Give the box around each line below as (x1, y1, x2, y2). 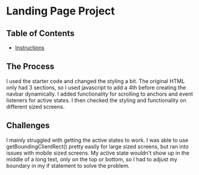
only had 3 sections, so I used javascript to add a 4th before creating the (6, 84, 186, 91)
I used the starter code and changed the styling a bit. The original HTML (6, 77, 185, 85)
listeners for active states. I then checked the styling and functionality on (6, 96, 186, 103)
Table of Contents (6, 28, 75, 38)
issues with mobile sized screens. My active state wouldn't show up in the (6, 149, 189, 156)
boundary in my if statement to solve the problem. (6, 162, 130, 169)
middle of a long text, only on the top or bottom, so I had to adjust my (6, 155, 177, 163)
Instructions (14, 44, 45, 51)
